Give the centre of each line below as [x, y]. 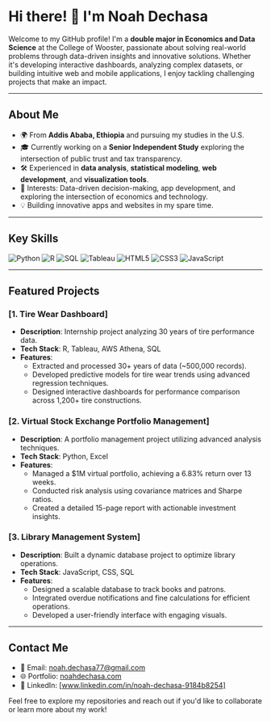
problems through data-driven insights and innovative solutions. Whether [130, 56]
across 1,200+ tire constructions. [87, 400]
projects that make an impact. [58, 82]
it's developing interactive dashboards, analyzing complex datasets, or [126, 65]
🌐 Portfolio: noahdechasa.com [71, 676]
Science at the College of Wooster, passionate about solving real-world [127, 47]
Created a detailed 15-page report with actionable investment [134, 508]
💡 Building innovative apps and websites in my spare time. [117, 205]
